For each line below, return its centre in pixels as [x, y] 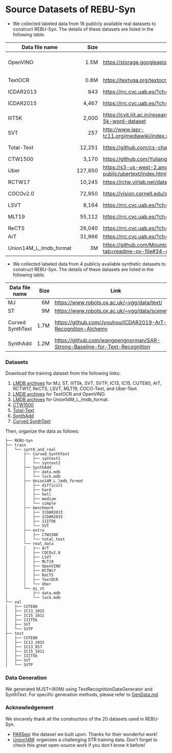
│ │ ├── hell [28, 495]
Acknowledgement [29, 707]
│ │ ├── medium [31, 499]
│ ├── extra [25, 531]
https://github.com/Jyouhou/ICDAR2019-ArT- [111, 322]
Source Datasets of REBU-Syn [70, 9]
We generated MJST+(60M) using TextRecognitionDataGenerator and [79, 689]
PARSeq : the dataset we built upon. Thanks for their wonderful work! [85, 734]
